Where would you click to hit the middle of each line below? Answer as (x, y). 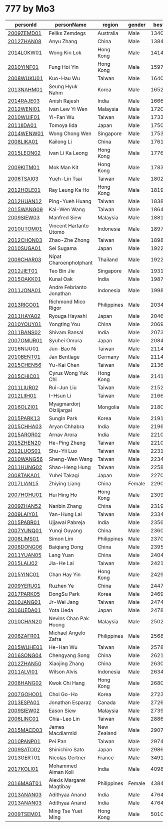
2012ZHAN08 (24, 41)
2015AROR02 (24, 435)
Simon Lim (61, 538)
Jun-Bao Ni (62, 348)
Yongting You (64, 324)
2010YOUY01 (24, 324)
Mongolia (108, 407)
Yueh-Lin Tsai (65, 179)
